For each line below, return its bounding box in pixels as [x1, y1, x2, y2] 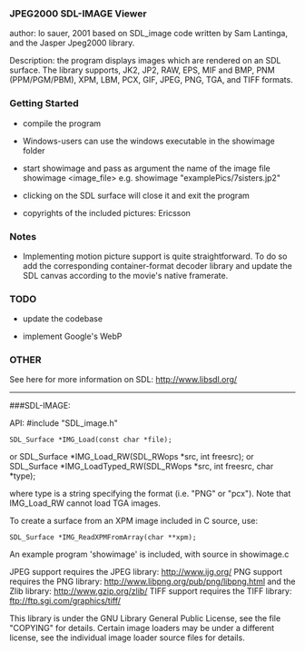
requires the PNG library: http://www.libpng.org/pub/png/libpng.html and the [9, 576, 296, 588]
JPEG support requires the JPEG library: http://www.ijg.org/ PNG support [9, 567, 283, 578]
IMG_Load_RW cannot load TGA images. [9, 498, 161, 509]
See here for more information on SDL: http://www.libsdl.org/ [9, 374, 238, 385]
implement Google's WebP [22, 331, 123, 342]
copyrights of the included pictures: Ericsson [22, 207, 191, 218]
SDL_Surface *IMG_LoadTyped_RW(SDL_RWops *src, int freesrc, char [9, 461, 274, 472]
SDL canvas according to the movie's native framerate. [22, 270, 229, 281]
